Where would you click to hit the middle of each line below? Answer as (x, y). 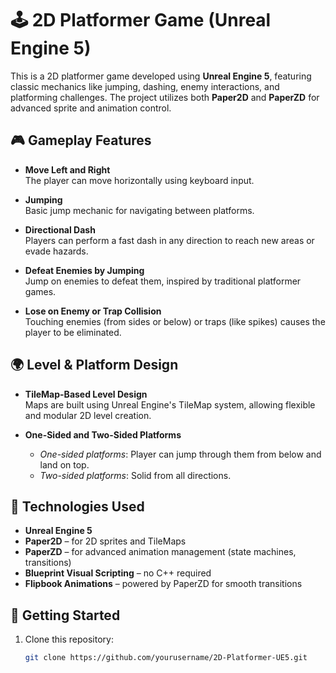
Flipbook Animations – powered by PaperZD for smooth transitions (163, 584)
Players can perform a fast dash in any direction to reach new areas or (169, 240)
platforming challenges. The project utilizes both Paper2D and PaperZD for (165, 97)
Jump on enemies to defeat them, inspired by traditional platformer (163, 281)
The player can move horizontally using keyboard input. (139, 180)
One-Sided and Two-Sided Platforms (103, 434)
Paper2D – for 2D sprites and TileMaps (105, 541)
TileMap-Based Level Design (86, 394)
